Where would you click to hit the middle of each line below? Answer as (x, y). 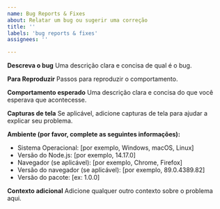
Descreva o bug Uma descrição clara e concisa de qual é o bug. (100, 65)
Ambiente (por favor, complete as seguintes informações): (94, 134)
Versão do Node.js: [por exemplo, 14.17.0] (76, 155)
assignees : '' (28, 40)
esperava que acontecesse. (47, 100)
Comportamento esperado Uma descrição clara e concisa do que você (110, 93)
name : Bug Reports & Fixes (46, 14)
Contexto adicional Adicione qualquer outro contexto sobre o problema (110, 191)
